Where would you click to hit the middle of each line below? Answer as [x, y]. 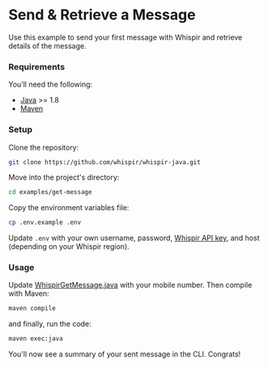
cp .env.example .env [45, 223]
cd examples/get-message [50, 192]
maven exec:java [36, 339]
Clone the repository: [44, 147]
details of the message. [47, 45]
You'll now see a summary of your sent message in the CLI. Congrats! [125, 354]
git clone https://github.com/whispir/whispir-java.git [104, 162]
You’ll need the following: [51, 84]
